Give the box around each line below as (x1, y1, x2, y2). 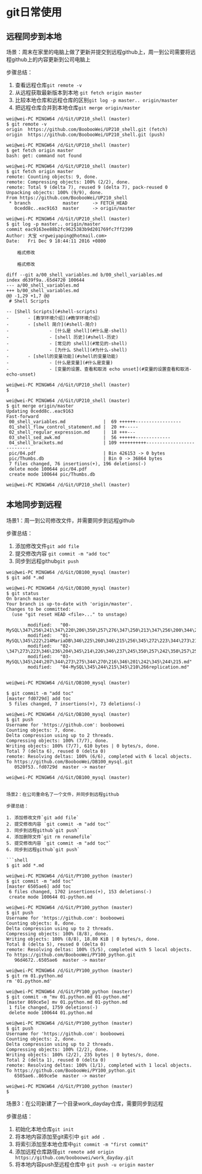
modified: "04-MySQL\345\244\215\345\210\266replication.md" (28, 664, 189, 670)
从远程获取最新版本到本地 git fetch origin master (14, 89, 142, 96)
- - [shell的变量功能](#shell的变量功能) (6, 353, 118, 359)
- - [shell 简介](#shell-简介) (6, 322, 97, 328)
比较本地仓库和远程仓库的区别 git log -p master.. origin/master (14, 97, 179, 103)
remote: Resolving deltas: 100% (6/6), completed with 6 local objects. (6, 753, 192, 759)
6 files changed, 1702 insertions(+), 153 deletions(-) (8, 888, 152, 894)
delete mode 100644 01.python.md (8, 1009, 93, 1016)
